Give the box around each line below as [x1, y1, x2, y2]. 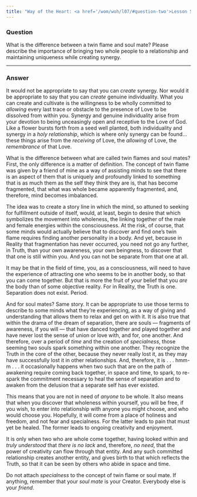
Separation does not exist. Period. [6, 290, 88, 297]
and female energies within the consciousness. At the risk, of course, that [6, 222, 184, 229]
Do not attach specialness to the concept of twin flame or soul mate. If [6, 472, 176, 479]
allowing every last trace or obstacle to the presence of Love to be [6, 106, 167, 113]
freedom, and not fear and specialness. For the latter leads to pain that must [6, 418, 190, 425]
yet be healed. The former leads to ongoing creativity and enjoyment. [6, 424, 174, 431]
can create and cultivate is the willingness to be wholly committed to [6, 100, 172, 107]
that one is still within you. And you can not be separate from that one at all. [6, 253, 189, 260]
